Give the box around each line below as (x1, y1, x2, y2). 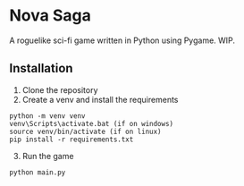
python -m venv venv (9, 111, 87, 121)
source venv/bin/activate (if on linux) (9, 127, 163, 136)
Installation (9, 61, 73, 76)
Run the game (21, 150, 74, 161)
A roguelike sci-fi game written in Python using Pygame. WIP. (9, 35, 235, 46)
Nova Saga (9, 5, 91, 26)
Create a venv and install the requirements (21, 94, 179, 105)
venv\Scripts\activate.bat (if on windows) (9, 119, 174, 128)
